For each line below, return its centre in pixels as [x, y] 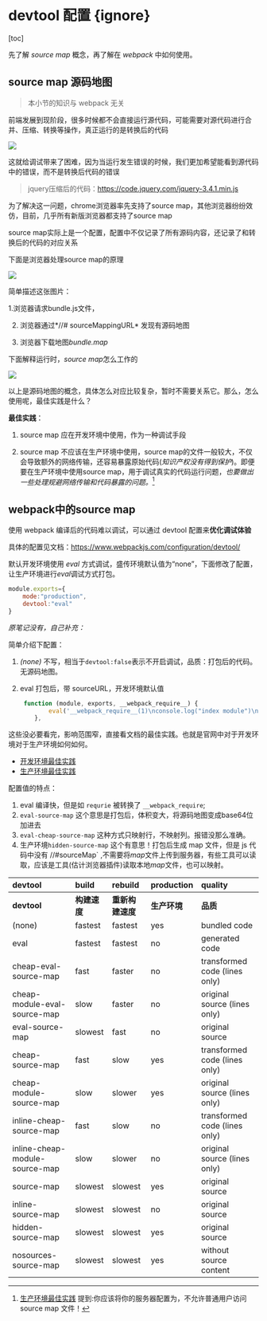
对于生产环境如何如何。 [53, 745]
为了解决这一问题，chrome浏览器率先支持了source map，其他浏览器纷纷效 [131, 205]
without [215, 1250]
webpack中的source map [72, 509]
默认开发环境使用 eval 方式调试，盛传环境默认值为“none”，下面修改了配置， [133, 564]
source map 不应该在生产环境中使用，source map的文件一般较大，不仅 [136, 451]
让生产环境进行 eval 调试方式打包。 [64, 574]
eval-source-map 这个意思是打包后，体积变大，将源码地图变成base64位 [136, 815]
